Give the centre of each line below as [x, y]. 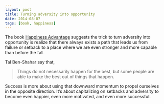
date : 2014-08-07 [23, 19]
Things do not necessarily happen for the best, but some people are [86, 72]
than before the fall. [25, 53]
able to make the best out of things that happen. [65, 77]
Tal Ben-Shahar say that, [30, 62]
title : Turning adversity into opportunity [50, 14]
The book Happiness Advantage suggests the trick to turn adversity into [78, 37]
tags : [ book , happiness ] [30, 23]
